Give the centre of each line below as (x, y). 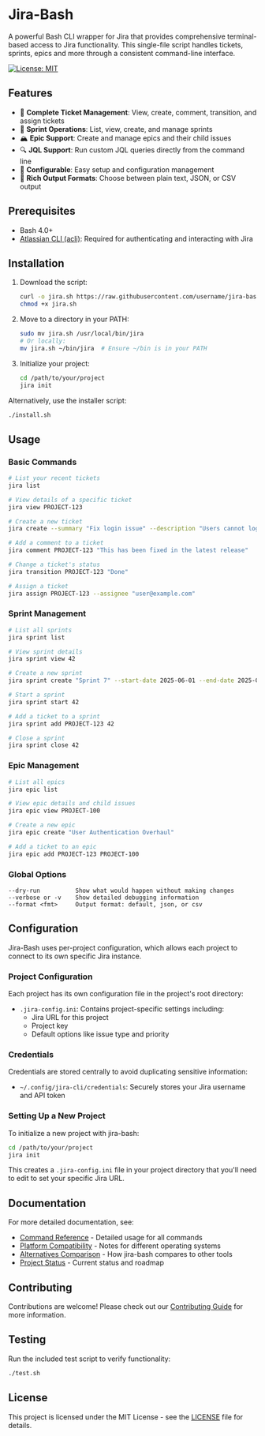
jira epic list (33, 789)
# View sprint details (45, 652)
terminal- (242, 36)
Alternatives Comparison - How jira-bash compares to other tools (126, 1254)
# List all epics (37, 782)
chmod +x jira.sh (48, 304)
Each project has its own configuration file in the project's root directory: (126, 994)
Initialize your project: (55, 363)
